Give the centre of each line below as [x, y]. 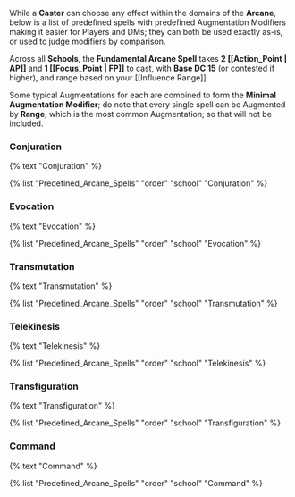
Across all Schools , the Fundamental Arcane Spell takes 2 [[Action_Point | [148, 59]
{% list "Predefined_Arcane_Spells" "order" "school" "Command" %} [136, 483]
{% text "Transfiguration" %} [63, 406]
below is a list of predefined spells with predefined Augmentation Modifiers [148, 22]
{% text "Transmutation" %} [61, 286]
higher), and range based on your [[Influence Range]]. [109, 78]
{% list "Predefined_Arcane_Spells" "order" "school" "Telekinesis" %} [138, 363]
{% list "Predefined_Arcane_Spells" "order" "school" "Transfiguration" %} [145, 423]
